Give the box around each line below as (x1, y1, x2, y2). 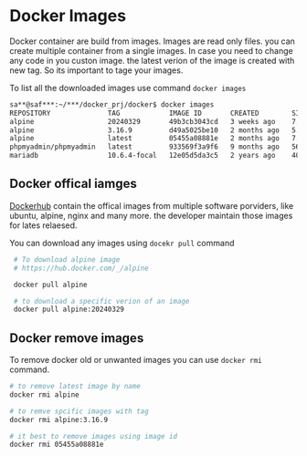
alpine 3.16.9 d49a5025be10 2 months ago (9, 125, 281, 135)
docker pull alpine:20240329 (13, 305, 125, 315)
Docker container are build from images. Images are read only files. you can (9, 36, 295, 47)
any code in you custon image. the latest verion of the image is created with (9, 55, 295, 66)
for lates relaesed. (9, 220, 78, 231)
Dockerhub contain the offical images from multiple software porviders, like (9, 200, 294, 211)
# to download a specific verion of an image (13, 296, 190, 306)
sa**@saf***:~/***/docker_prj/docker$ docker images (9, 99, 215, 109)
